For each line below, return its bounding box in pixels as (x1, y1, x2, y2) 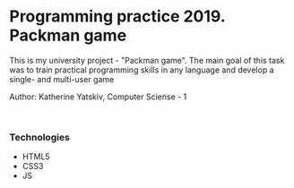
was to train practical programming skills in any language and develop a (9, 64, 275, 75)
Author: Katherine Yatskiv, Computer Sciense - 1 (9, 91, 187, 102)
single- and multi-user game (9, 73, 115, 84)
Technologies (9, 131, 70, 143)
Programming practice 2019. (9, 6, 226, 27)
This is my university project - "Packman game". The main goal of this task (9, 55, 285, 65)
